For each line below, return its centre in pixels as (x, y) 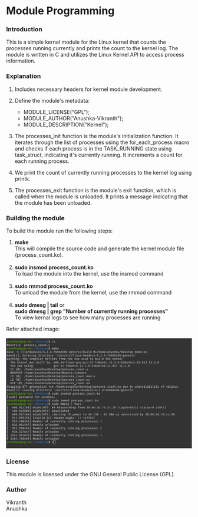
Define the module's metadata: (52, 100)
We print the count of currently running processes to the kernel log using (103, 172)
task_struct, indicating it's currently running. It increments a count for (98, 155)
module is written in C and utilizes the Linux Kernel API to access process (95, 55)
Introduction (24, 30)
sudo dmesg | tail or (39, 305)
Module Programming (60, 11)
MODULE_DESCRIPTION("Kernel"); (66, 125)
